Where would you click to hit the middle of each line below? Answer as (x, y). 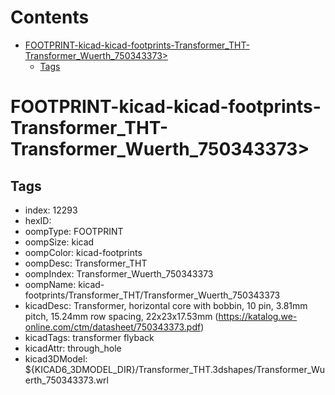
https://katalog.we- (258, 316)
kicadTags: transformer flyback (89, 337)
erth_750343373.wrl (66, 380)
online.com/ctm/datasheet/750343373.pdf (113, 327)
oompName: (50, 284)
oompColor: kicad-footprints (83, 252)
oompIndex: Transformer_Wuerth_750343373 (119, 273)
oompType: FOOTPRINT (74, 231)
